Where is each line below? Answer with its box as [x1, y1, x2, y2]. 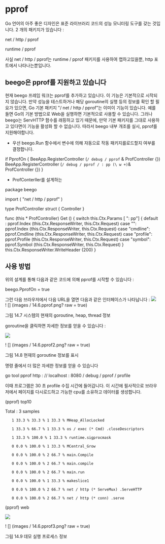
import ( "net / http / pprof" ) [5, 196, 63, 202]
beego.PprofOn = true [5, 286, 50, 292]
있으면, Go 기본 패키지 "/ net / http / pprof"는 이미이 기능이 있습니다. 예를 [14, 105, 156, 111]
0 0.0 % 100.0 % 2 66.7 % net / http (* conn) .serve [11, 496, 125, 501]
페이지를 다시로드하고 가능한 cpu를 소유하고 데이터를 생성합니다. [18, 389, 142, 395]
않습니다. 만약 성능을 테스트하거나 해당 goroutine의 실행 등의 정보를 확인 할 [10, 98, 154, 104]
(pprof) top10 [5, 399, 32, 405]
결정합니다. [12, 146, 34, 152]
